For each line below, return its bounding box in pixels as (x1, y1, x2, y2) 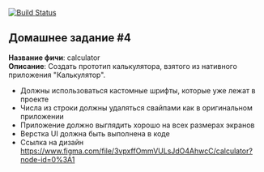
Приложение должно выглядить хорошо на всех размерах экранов (19, 120, 255, 130)
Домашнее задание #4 (8, 31, 132, 45)
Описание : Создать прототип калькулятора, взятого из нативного (8, 61, 237, 71)
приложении (19, 111, 64, 121)
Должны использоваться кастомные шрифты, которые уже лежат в (19, 85, 256, 95)
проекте (19, 94, 49, 104)
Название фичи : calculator (8, 53, 100, 62)
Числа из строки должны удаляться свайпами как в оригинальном (19, 102, 253, 113)
